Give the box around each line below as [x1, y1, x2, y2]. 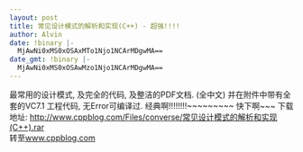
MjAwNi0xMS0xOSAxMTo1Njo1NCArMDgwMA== [17, 47, 164, 56]
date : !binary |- [9, 38, 75, 48]
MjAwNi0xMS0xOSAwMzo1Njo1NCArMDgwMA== [17, 64, 164, 73]
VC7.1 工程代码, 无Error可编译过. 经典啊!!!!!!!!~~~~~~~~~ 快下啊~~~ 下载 [24, 100, 294, 111]
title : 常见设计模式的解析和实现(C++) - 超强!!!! [9, 22, 180, 31]
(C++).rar [9, 121, 45, 132]
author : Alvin [9, 30, 63, 39]
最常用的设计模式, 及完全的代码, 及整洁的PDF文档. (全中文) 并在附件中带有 [9, 89, 284, 100]
